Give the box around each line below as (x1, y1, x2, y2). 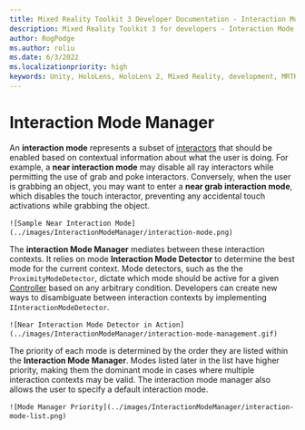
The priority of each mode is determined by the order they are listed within (9, 345, 289, 356)
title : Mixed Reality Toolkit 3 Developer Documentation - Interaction (9, 15, 286, 24)
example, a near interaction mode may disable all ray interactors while (9, 161, 274, 172)
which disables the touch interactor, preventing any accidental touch (9, 191, 266, 201)
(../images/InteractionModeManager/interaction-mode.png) (9, 228, 233, 237)
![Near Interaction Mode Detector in (9, 320, 152, 329)
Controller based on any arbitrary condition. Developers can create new (9, 282, 279, 293)
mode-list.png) (9, 411, 67, 421)
